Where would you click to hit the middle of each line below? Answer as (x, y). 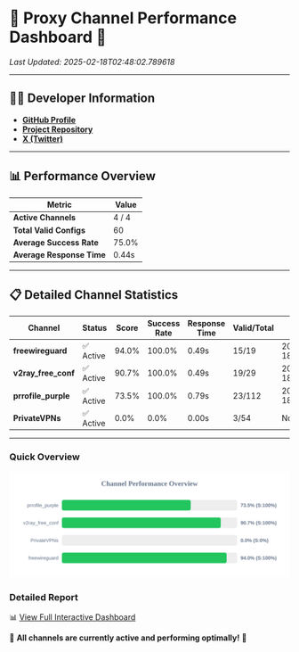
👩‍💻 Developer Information (82, 99)
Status (95, 328)
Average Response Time (60, 255)
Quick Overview (44, 457)
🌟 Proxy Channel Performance (123, 18)
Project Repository (57, 129)
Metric (60, 205)
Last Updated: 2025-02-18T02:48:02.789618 (92, 62)
